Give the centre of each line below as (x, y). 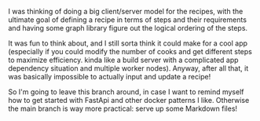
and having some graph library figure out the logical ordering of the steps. (128, 28)
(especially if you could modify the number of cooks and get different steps (130, 51)
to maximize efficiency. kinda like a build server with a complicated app (123, 60)
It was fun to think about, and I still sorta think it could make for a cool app (128, 43)
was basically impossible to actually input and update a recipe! (110, 77)
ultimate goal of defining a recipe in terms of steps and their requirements (128, 20)
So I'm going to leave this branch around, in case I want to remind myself (126, 92)
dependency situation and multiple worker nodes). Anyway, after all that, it (128, 68)
